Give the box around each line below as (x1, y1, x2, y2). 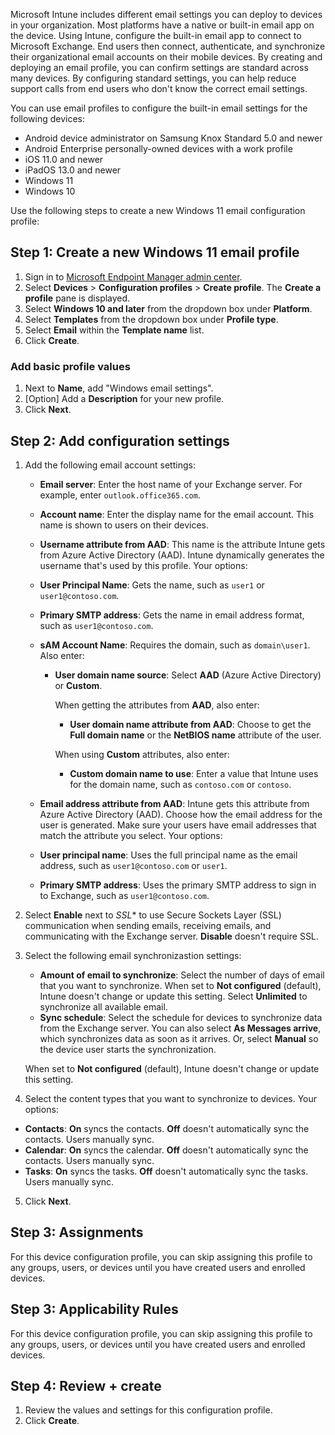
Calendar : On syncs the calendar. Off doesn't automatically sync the (24, 1144, 309, 1156)
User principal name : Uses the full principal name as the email (39, 849, 298, 861)
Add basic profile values (10, 359, 131, 373)
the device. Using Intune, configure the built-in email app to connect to (10, 30, 302, 41)
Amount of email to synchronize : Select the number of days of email (39, 969, 325, 981)
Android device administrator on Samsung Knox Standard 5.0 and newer (24, 132, 323, 144)
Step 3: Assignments (10, 1224, 144, 1241)
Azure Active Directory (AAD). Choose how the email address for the (39, 808, 323, 820)
